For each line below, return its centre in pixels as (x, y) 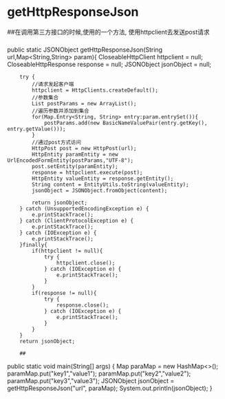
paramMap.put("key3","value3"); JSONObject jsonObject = (91, 380)
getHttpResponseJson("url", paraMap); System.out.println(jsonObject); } (110, 388)
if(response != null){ (64, 293)
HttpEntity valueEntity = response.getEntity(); (103, 178)
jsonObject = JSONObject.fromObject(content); (100, 190)
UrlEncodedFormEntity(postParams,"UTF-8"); (71, 160)
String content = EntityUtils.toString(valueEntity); (110, 184)
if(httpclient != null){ (67, 251)
